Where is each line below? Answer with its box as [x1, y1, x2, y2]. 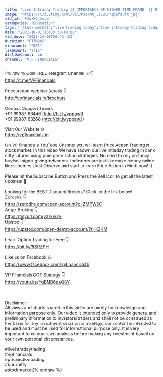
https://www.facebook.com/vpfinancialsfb [5, 261, 90, 268]
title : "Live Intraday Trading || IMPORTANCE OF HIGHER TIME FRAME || [5, 7, 153, 12]
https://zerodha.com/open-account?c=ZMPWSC [5, 201, 103, 207]
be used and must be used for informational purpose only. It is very [5, 325, 140, 331]
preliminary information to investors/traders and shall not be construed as [5, 315, 152, 321]
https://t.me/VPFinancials [5, 77, 56, 83]
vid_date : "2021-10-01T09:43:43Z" [5, 35, 75, 39]
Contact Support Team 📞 [5, 106, 53, 111]
